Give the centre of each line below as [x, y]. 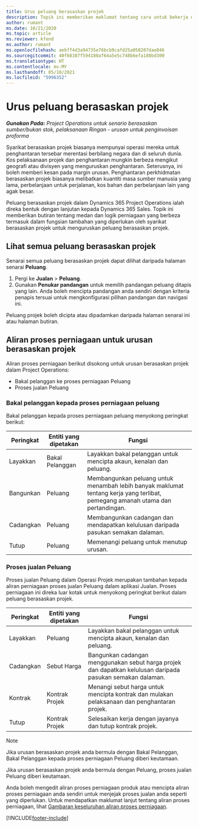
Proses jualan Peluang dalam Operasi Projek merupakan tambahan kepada [97, 580]
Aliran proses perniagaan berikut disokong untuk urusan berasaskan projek [98, 363]
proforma [18, 136]
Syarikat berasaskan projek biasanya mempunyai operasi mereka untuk [93, 147]
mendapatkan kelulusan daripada [133, 525]
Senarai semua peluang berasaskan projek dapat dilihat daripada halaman [96, 260]
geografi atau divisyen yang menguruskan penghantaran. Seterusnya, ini [94, 166]
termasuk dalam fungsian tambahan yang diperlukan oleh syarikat [86, 222]
